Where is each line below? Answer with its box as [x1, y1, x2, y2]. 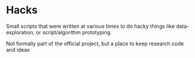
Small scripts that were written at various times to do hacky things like [6, 23, 175, 30]
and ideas [6, 46, 30, 53]
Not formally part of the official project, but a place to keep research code [6, 40, 184, 47]
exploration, [6, 28, 35, 35]
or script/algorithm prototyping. [36, 28, 112, 35]
